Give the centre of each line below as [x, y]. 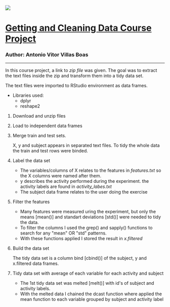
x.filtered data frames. [36, 263]
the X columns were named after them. [61, 176]
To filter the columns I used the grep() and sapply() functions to [86, 228]
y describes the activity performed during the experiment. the [84, 181]
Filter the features [31, 202]
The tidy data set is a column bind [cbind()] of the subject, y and [79, 258]
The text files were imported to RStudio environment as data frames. [76, 86]
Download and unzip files [39, 116]
